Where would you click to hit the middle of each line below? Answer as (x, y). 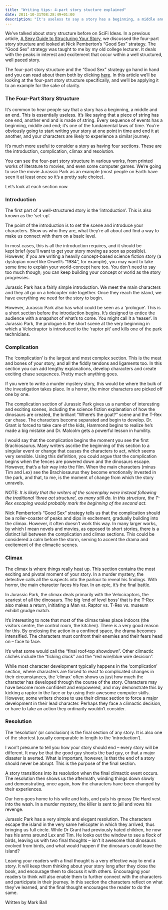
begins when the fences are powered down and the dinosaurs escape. (78, 462)
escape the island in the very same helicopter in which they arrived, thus (80, 824)
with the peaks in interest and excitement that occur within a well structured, (84, 55)
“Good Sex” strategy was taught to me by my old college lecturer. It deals (81, 49)
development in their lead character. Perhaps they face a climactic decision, (83, 703)
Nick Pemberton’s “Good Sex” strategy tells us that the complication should (83, 513)
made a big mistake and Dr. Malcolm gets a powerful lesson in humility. (78, 430)
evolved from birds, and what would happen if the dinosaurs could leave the (83, 845)
